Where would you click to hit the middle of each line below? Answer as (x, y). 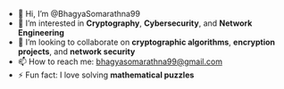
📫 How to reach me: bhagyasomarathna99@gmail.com (120, 61)
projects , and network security (76, 52)
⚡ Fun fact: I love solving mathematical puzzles (106, 75)
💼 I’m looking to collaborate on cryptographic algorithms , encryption (146, 42)
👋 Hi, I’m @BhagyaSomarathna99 (79, 14)
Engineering (41, 32)
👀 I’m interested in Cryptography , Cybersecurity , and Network (135, 23)
